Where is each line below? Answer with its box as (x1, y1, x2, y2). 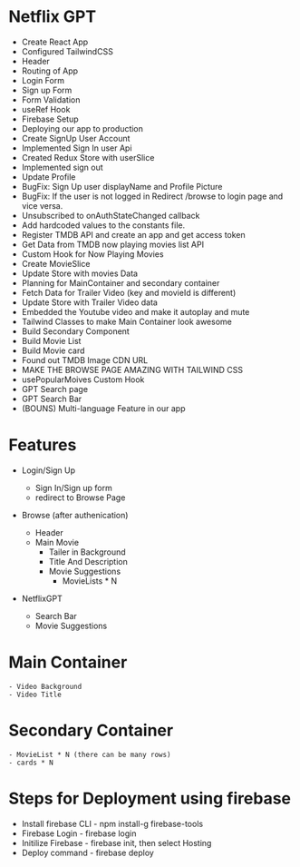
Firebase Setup (21, 113, 79, 124)
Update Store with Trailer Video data (21, 297, 158, 308)
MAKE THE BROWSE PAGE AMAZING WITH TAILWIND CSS (21, 364, 244, 375)
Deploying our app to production (21, 123, 144, 133)
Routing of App (21, 65, 79, 76)
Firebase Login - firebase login (21, 828, 137, 839)
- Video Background (8, 682, 82, 691)
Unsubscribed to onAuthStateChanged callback (21, 210, 200, 221)
